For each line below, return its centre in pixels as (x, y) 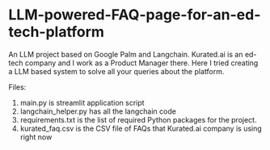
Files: (17, 87)
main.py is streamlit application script (82, 102)
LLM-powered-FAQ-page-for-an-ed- (135, 15)
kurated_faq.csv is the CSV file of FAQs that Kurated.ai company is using (141, 128)
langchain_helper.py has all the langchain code (98, 111)
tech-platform (57, 32)
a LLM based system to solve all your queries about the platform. (116, 71)
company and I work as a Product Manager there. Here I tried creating (141, 63)
